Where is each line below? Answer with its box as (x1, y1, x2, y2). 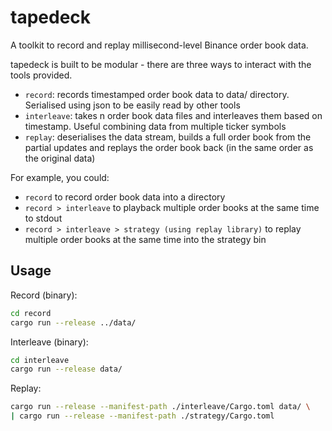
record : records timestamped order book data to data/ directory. (24, 88, 290, 100)
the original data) (24, 152, 96, 164)
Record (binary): (10, 289, 78, 301)
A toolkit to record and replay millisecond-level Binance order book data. (10, 39, 309, 51)
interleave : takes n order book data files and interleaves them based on (24, 109, 323, 121)
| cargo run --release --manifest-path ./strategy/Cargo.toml (10, 411, 275, 421)
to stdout (24, 212, 63, 224)
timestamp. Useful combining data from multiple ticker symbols (24, 120, 287, 132)
